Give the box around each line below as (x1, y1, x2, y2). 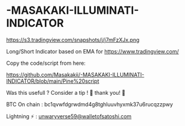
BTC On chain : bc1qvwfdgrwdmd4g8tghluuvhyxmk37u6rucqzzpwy (6, 100, 174, 108)
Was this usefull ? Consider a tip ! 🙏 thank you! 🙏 (6, 89, 126, 96)
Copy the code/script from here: (6, 59, 86, 67)
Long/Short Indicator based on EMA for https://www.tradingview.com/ (6, 47, 179, 55)
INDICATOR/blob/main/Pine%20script (6, 77, 100, 85)
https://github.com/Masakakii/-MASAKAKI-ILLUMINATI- (6, 71, 145, 78)
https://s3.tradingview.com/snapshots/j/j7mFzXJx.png (6, 36, 139, 43)
